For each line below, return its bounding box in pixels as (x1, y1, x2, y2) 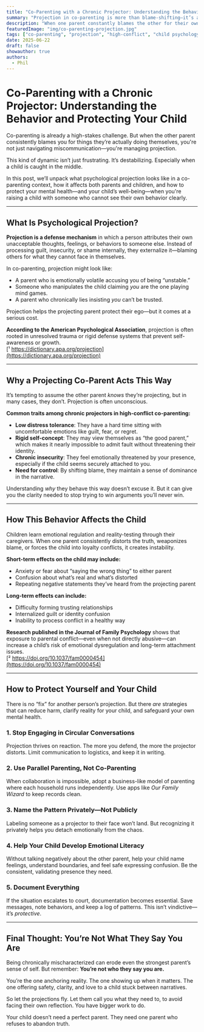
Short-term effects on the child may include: (6, 555, 121, 563)
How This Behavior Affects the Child (6, 514, 147, 525)
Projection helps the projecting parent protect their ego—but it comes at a (6, 308, 191, 315)
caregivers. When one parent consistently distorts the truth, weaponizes (6, 537, 187, 544)
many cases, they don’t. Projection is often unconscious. (6, 398, 148, 405)
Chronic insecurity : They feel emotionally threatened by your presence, (15, 454, 196, 461)
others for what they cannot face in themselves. (6, 253, 126, 260)
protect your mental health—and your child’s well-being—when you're (6, 188, 182, 195)
